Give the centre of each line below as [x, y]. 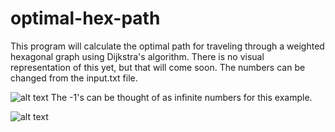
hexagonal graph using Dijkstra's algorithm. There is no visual [137, 56]
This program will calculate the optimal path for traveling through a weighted [167, 46]
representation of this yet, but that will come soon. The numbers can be [158, 67]
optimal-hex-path [85, 18]
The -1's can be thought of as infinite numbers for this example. [181, 97]
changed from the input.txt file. [74, 78]
